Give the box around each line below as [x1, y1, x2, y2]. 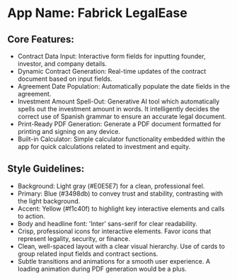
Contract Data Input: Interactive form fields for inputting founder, [17, 52, 207, 60]
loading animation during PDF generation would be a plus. [17, 264, 187, 273]
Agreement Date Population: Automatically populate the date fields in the [17, 82, 230, 90]
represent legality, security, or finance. [17, 234, 131, 242]
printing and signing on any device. [17, 128, 120, 135]
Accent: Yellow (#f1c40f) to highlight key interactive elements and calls [17, 204, 225, 213]
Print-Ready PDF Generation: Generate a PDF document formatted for [17, 120, 221, 128]
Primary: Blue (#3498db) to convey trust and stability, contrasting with [17, 189, 224, 198]
